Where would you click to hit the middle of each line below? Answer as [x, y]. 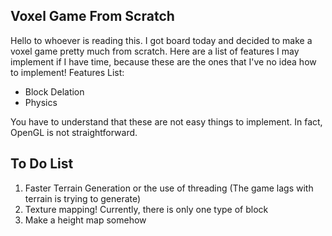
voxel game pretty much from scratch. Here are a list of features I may [155, 51]
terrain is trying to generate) [83, 198]
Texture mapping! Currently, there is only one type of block [146, 209]
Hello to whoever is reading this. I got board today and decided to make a [161, 40]
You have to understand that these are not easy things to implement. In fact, [166, 121]
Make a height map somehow [85, 220]
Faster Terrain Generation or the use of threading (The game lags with [169, 188]
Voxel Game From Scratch [92, 16]
